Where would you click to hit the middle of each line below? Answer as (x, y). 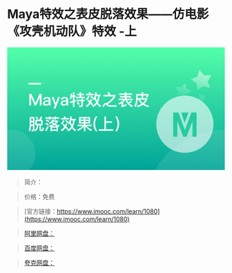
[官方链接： (40, 211)
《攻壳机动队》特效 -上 (72, 31)
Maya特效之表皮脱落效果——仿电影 (108, 14)
